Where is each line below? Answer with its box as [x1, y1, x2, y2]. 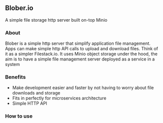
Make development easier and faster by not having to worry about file [12, 85, 154, 91]
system [5, 61, 20, 67]
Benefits [5, 74, 26, 81]
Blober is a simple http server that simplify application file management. [5, 40, 151, 46]
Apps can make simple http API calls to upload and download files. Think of [5, 46, 159, 52]
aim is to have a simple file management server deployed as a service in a [5, 56, 155, 62]
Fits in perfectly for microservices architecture [12, 95, 107, 101]
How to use [5, 113, 33, 120]
